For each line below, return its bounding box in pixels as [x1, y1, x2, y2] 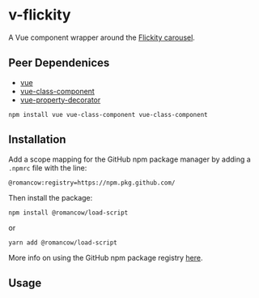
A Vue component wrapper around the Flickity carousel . [8, 32, 196, 42]
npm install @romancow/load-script [8, 209, 129, 217]
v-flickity [8, 6, 71, 24]
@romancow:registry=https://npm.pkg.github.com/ [8, 179, 176, 187]
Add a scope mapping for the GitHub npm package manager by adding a [8, 154, 251, 164]
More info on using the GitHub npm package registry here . [8, 253, 203, 262]
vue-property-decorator [19, 95, 101, 105]
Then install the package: [8, 192, 93, 202]
